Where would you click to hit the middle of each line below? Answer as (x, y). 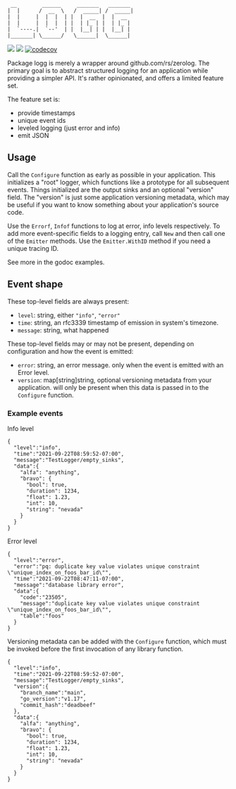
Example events (35, 413)
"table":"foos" (42, 616)
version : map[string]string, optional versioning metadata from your (114, 380)
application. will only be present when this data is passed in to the (113, 387)
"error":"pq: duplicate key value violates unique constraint (107, 566)
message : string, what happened (63, 330)
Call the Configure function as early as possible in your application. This (112, 174)
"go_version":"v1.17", (53, 699)
